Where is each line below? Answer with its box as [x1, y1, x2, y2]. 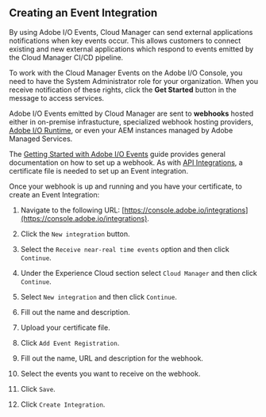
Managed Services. [9, 134, 73, 143]
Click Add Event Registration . [20, 338, 120, 347]
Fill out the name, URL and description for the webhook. [20, 353, 203, 363]
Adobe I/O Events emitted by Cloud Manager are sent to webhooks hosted [9, 109, 254, 118]
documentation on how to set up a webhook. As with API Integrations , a [9, 158, 243, 167]
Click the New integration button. [20, 229, 130, 239]
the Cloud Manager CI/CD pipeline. [9, 52, 124, 62]
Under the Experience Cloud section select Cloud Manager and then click [20, 268, 257, 277]
